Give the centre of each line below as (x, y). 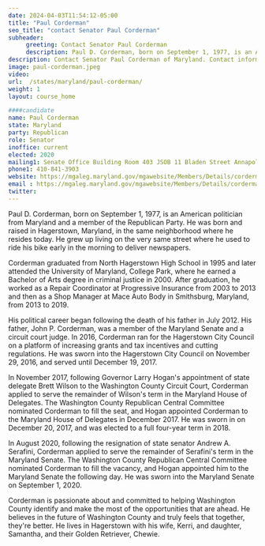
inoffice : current (38, 147)
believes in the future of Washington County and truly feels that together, (127, 517)
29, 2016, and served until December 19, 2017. (83, 362)
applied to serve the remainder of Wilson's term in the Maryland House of (128, 394)
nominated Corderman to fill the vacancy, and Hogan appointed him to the (129, 468)
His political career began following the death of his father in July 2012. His (130, 320)
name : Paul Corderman (44, 118)
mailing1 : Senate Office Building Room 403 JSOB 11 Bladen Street (119, 162)
